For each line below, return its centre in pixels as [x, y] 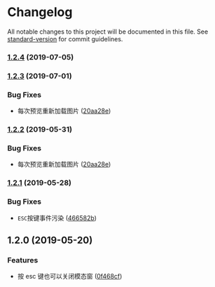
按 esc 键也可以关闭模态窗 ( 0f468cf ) [70, 276]
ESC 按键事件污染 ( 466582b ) [57, 218]
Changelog [40, 12]
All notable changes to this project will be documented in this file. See [108, 31]
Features [23, 260]
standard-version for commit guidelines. [65, 38]
